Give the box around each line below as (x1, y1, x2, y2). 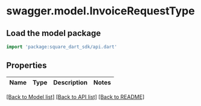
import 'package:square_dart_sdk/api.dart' (6, 44, 118, 50)
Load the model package (6, 28, 101, 38)
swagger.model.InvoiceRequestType (6, 4, 195, 18)
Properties (6, 60, 47, 71)
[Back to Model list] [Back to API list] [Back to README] (6, 93, 145, 100)
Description (53, 78, 88, 86)
